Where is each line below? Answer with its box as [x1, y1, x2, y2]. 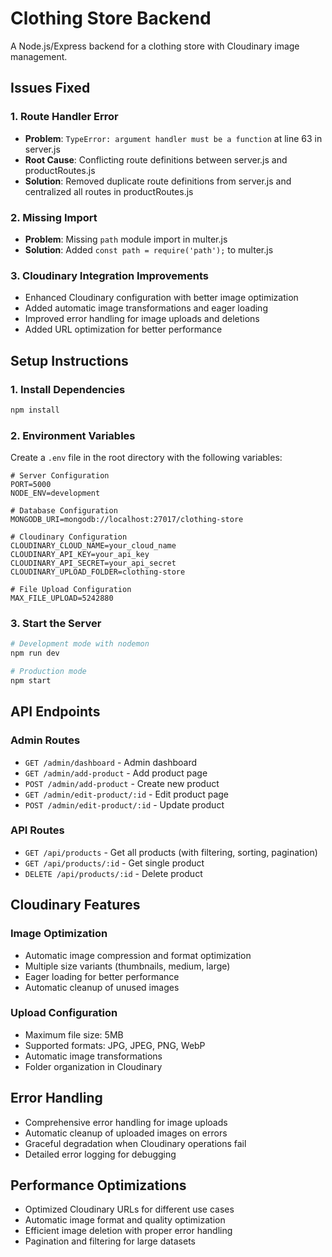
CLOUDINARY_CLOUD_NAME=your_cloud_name [10, 541, 177, 551]
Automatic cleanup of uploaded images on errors [24, 1127, 228, 1139]
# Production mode [10, 667, 87, 677]
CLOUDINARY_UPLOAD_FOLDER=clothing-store [10, 567, 186, 577]
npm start [10, 676, 52, 686]
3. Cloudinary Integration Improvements [10, 268, 210, 282]
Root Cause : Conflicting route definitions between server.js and [24, 153, 288, 166]
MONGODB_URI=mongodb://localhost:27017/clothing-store [10, 515, 244, 525]
